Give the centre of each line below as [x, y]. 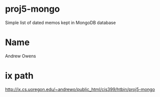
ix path [19, 76]
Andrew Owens [21, 56]
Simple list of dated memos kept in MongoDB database [60, 23]
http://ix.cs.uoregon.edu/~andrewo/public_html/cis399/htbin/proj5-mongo [80, 89]
